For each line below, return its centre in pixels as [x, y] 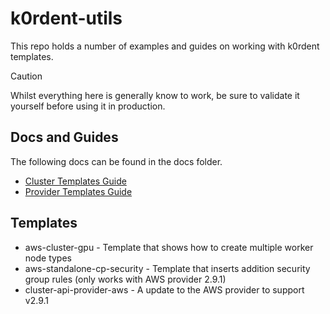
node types [48, 258]
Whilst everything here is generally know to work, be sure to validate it [155, 95]
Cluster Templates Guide [75, 181]
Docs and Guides [64, 137]
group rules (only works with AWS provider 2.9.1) [125, 279]
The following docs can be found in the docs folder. [116, 161]
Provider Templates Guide [78, 191]
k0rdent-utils [66, 18]
